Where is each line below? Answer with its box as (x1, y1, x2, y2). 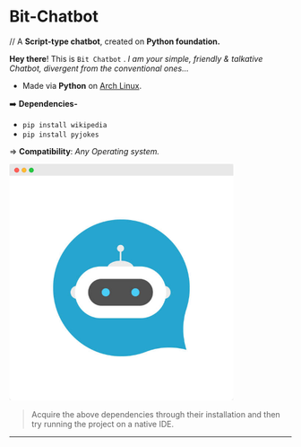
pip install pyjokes (21, 130, 99, 139)
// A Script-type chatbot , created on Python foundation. (9, 36, 221, 47)
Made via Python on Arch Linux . (21, 80, 142, 91)
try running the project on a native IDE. (30, 418, 175, 429)
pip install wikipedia (21, 120, 107, 129)
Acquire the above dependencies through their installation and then (30, 408, 280, 419)
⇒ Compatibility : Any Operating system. (9, 145, 159, 156)
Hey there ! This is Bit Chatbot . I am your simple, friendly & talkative (9, 53, 263, 64)
